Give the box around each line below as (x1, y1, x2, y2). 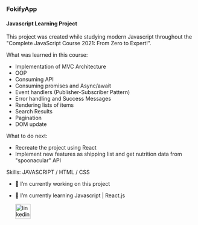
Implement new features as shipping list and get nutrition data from (14, 150, 182, 158)
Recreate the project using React (14, 144, 97, 151)
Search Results (14, 108, 53, 115)
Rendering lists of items (14, 101, 74, 109)
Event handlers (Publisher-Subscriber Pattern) (14, 89, 130, 96)
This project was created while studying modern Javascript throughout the (6, 33, 192, 40)
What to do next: (6, 132, 48, 140)
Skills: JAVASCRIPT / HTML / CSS (6, 168, 90, 176)
